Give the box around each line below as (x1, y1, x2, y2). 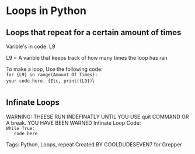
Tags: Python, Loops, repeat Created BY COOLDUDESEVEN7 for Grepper (6, 141, 182, 148)
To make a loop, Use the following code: (6, 66, 103, 73)
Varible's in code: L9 (6, 43, 55, 50)
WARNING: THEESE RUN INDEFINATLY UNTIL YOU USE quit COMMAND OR (6, 113, 189, 120)
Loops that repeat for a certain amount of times (6, 28, 182, 37)
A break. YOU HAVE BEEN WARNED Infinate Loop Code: (6, 119, 141, 126)
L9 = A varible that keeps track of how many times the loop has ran (6, 54, 168, 61)
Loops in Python (6, 4, 86, 18)
